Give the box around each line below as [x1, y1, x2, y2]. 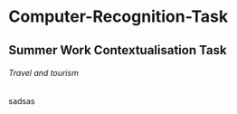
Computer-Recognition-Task [8, 6, 228, 27]
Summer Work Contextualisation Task [8, 43, 227, 58]
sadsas [8, 95, 35, 106]
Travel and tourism [8, 68, 79, 79]
